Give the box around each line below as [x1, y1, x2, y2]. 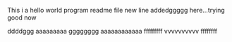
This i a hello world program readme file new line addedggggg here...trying [7, 6, 226, 14]
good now [7, 13, 37, 22]
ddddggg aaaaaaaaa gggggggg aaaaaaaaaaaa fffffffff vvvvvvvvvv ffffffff [7, 27, 218, 35]
